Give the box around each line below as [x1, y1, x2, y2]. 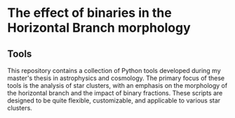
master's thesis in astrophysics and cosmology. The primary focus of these [7, 74, 225, 82]
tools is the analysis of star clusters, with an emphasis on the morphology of [7, 81, 228, 89]
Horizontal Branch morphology [7, 20, 191, 36]
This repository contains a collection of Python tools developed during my [7, 67, 221, 74]
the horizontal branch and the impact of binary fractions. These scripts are [7, 89, 223, 97]
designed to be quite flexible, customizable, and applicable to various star [7, 96, 221, 105]
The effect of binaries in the [7, 5, 172, 21]
